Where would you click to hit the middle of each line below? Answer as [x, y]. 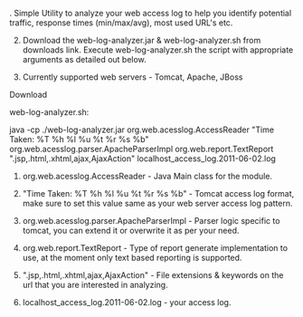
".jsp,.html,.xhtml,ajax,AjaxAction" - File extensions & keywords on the [153, 275]
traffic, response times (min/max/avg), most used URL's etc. [121, 23]
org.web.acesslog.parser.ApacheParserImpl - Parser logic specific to [151, 221]
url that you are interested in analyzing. [95, 285]
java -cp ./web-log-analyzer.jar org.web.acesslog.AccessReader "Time [142, 130]
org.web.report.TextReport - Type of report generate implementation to [155, 248]
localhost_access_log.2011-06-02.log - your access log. [127, 302]
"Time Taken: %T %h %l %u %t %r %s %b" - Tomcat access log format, [158, 193]
